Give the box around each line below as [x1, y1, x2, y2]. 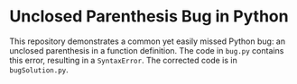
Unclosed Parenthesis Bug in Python [9, 6, 289, 27]
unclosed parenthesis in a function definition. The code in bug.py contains [9, 45, 284, 55]
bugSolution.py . [9, 64, 70, 75]
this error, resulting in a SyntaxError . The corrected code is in [9, 55, 237, 65]
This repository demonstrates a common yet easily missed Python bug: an [9, 36, 286, 46]
